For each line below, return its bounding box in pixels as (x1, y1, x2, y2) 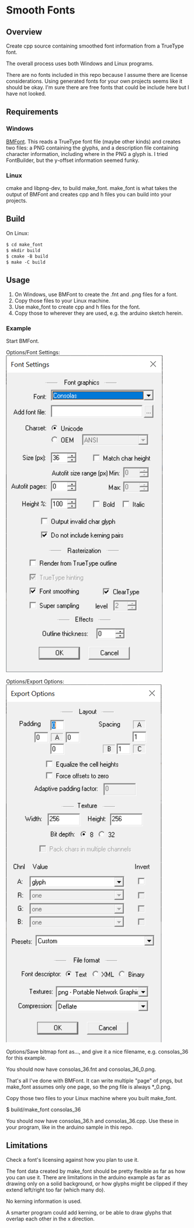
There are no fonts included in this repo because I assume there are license (6, 72, 188, 78)
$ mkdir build (6, 247, 41, 253)
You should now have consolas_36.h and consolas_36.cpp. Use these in (6, 1117, 179, 1124)
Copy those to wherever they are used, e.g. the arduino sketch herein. (14, 309, 183, 317)
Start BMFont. (6, 337, 40, 344)
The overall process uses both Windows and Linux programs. (6, 60, 154, 67)
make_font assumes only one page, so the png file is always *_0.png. (6, 1083, 172, 1090)
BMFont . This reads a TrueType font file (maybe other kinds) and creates (6, 138, 181, 145)
